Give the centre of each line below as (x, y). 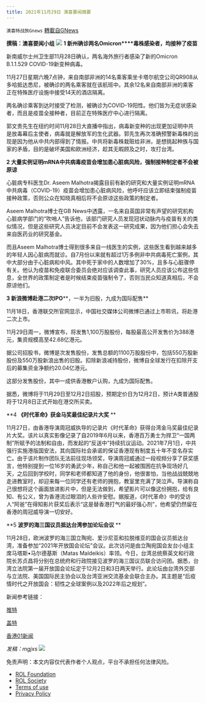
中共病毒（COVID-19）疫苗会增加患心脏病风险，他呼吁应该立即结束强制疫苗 (102, 190)
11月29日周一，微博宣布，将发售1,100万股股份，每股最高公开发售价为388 (98, 332)
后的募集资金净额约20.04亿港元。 (49, 367)
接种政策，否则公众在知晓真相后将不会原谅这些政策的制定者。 (84, 198)
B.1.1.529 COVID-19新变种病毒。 (46, 64)
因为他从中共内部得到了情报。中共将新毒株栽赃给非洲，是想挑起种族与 (105, 141)
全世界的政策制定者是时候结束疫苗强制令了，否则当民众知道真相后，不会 (108, 277)
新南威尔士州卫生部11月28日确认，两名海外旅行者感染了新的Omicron (92, 56)
